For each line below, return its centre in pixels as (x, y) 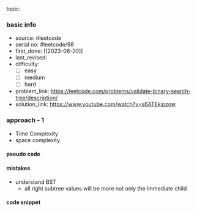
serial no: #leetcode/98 (45, 45)
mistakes (18, 168)
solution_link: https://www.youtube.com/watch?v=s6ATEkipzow (95, 104)
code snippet (24, 202)
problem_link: (32, 91)
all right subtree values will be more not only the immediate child (106, 188)
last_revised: (31, 58)
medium (35, 78)
